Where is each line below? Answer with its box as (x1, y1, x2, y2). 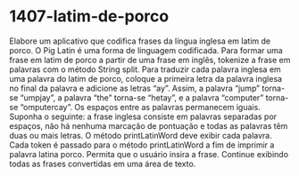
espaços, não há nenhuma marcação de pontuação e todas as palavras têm (9, 120, 288, 131)
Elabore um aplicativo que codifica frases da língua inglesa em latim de (9, 36, 270, 46)
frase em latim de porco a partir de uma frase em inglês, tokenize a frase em (9, 54, 291, 65)
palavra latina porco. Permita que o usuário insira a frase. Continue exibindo (9, 148, 288, 159)
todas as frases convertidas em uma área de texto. (9, 158, 196, 169)
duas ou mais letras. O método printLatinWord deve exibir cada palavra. (9, 130, 272, 140)
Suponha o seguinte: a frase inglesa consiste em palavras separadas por (9, 111, 278, 122)
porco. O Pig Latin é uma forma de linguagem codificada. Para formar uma (9, 44, 283, 55)
